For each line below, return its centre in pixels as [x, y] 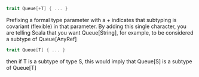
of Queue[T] [22, 67]
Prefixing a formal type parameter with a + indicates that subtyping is [91, 20]
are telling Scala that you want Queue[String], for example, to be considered [100, 32]
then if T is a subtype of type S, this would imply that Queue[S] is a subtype [99, 61]
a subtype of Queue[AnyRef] [42, 39]
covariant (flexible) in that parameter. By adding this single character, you [97, 26]
